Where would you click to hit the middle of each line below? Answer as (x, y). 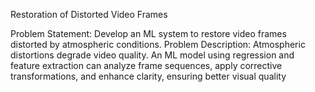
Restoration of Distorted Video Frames (89, 14)
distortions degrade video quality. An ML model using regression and (152, 55)
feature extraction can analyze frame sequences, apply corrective (146, 65)
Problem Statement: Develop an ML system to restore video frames (148, 33)
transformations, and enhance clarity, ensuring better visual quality (148, 76)
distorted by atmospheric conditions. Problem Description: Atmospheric (158, 44)
